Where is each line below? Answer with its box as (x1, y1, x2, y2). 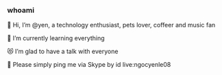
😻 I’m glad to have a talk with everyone (7, 47, 119, 56)
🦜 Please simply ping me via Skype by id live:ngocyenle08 (7, 61, 171, 69)
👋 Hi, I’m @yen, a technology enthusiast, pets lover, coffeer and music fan (7, 21, 216, 29)
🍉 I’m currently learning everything (7, 34, 105, 42)
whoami (7, 5, 35, 15)
